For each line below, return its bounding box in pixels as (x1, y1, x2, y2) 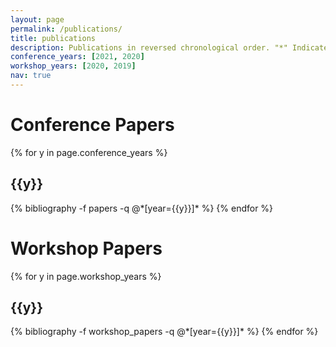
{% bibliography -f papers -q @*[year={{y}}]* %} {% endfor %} (10, 202, 274, 214)
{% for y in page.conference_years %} (10, 146, 168, 158)
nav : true (10, 71, 52, 81)
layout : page (10, 14, 65, 25)
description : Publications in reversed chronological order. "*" (10, 42, 288, 53)
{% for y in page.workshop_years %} (10, 270, 162, 282)
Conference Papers (10, 114, 175, 136)
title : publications (10, 33, 97, 43)
